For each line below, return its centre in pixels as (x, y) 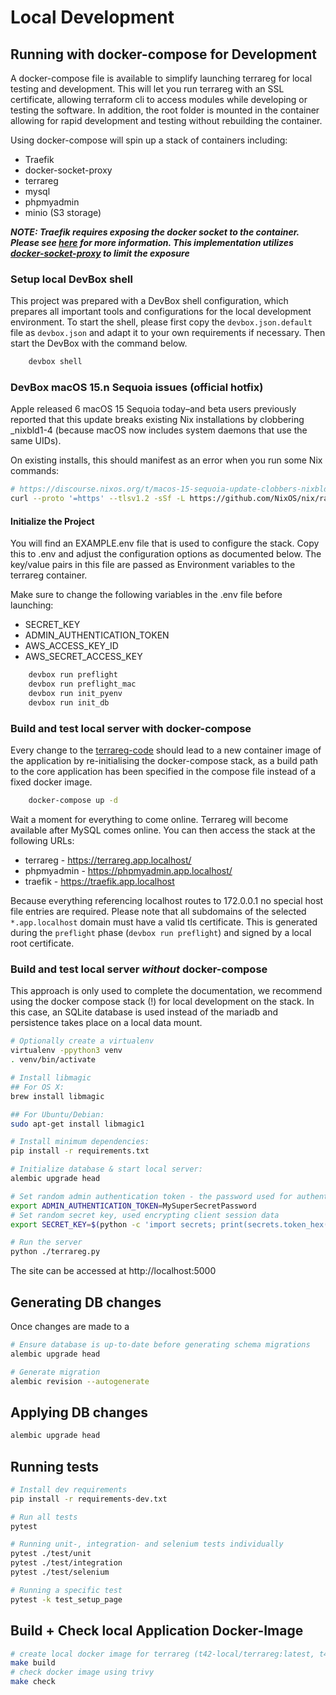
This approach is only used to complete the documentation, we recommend (166, 991)
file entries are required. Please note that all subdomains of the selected (158, 912)
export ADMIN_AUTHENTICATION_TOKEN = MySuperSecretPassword (133, 1206)
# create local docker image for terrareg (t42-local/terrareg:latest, (162, 1654)
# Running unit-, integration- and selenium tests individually (147, 1544)
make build (33, 1663)
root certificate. (42, 943)
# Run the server (46, 1242)
